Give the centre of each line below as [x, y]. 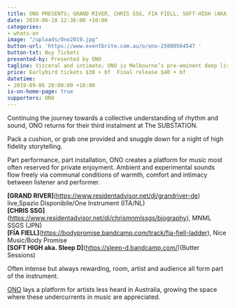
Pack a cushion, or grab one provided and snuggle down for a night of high [115, 139]
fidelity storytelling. [35, 146]
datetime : [22, 79]
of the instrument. [33, 276]
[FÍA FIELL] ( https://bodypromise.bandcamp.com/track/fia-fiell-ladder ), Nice [117, 233]
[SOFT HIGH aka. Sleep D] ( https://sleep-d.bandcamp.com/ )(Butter [104, 248]
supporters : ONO [31, 98]
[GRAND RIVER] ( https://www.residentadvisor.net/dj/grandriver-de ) [104, 196]
